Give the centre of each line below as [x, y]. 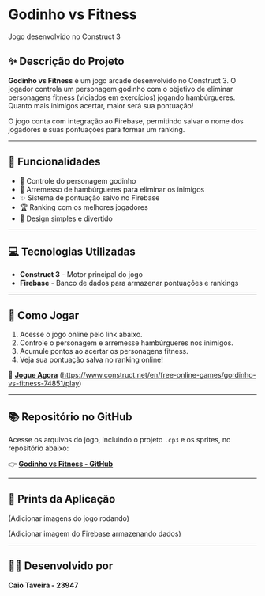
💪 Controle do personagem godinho [78, 180]
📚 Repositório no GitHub [70, 417]
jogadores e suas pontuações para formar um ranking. [97, 129]
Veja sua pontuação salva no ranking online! [91, 360]
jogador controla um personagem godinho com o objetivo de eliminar [121, 89]
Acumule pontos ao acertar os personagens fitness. [104, 351]
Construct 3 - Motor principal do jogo [81, 275]
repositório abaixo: [39, 448]
